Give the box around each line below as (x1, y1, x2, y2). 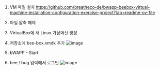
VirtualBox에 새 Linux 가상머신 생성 (9, 30, 78, 35)
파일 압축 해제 (9, 20, 36, 25)
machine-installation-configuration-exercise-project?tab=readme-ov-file (9, 10, 155, 15)
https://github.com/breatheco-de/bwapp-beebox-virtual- (35, 4, 150, 10)
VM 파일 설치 (9, 4, 35, 10)
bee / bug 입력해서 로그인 (9, 60, 59, 65)
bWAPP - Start (9, 50, 39, 56)
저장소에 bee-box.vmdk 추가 (9, 40, 65, 46)
